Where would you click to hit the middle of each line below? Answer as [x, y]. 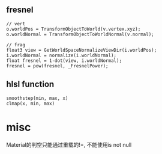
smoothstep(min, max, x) [37, 98]
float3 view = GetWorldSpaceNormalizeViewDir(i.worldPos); [82, 50]
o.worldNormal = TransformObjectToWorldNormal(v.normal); [80, 34]
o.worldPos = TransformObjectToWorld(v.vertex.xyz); [73, 29]
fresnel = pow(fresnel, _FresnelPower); [58, 66]
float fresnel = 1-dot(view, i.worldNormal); [64, 60]
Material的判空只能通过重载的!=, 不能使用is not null [69, 144]
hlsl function [30, 85]
